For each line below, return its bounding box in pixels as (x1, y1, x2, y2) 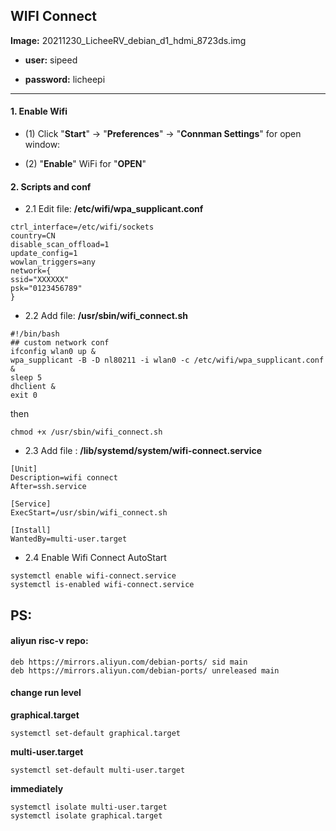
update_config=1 (10, 249, 78, 259)
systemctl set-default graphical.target (10, 729, 182, 739)
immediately (10, 783, 64, 795)
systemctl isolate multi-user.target (10, 802, 168, 813)
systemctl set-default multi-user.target (10, 765, 186, 776)
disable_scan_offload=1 (10, 240, 110, 250)
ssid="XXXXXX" (10, 275, 70, 285)
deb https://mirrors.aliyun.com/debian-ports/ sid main (10, 657, 248, 667)
